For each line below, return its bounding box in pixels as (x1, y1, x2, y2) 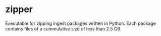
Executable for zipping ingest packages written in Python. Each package (5, 20, 156, 26)
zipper (5, 4, 33, 15)
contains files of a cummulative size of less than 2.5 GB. (5, 25, 122, 31)
